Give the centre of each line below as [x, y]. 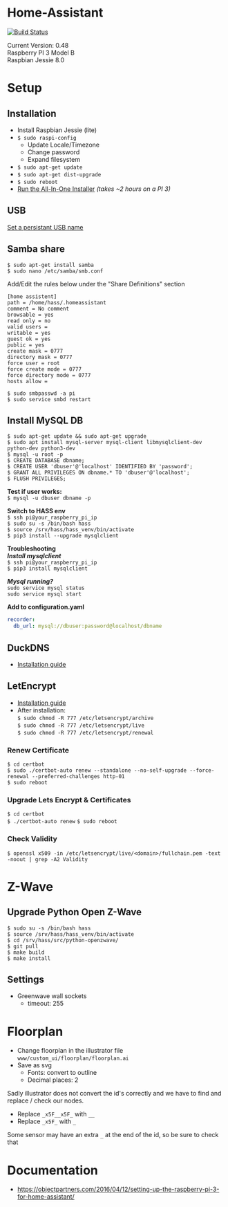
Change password [54, 152]
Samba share [36, 249]
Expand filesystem [54, 159]
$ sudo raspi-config [47, 138]
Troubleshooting [32, 549]
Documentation [53, 1170]
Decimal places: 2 [53, 1080]
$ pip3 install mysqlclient [48, 569]
